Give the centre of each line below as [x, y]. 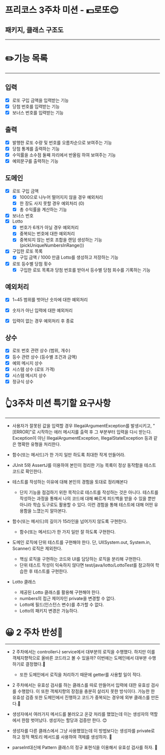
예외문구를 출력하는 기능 [35, 161]
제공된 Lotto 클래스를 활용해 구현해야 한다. [60, 592]
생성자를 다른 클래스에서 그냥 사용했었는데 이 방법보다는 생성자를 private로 [83, 730]
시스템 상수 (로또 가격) [33, 369]
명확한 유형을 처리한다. [39, 444]
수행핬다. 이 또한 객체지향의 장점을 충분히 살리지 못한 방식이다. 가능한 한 [86, 691]
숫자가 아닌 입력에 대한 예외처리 [42, 310]
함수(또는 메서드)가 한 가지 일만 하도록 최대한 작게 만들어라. [69, 454]
